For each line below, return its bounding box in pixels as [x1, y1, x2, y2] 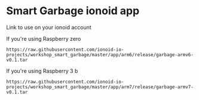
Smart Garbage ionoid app [6, 4, 140, 18]
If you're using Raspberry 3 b [6, 67, 78, 75]
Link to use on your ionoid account [6, 24, 91, 31]
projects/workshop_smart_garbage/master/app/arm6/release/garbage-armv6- [6, 51, 194, 57]
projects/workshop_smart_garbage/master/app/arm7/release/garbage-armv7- [6, 84, 194, 90]
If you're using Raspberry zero [6, 35, 81, 42]
